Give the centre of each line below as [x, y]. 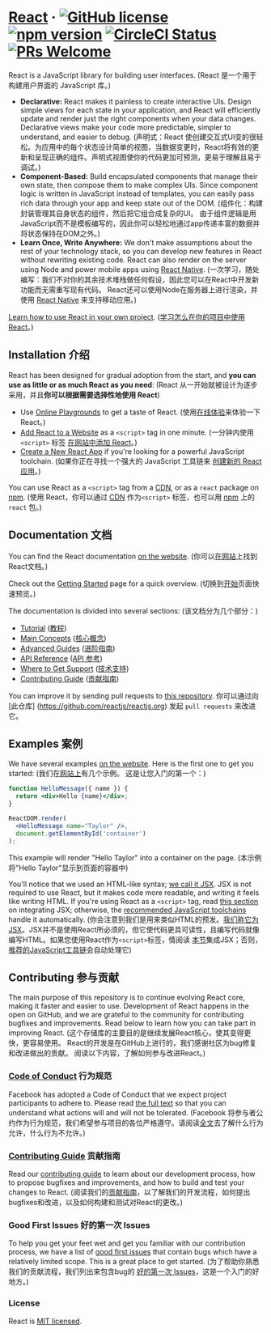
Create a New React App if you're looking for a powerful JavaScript [132, 451]
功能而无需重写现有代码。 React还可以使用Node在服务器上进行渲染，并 [139, 289]
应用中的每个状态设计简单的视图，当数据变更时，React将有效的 [147, 146]
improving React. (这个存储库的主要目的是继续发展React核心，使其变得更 [130, 1033]
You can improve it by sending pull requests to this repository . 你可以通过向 [133, 695]
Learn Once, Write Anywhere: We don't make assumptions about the [136, 242]
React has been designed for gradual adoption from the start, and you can [132, 375]
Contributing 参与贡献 [64, 977]
